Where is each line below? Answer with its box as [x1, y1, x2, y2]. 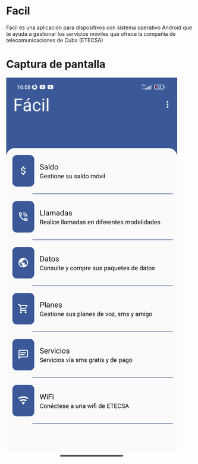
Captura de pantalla [6, 58, 106, 71]
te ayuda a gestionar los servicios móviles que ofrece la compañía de [6, 30, 176, 37]
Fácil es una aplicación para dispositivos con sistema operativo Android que [6, 24, 193, 31]
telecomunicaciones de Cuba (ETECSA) [6, 36, 103, 44]
